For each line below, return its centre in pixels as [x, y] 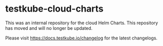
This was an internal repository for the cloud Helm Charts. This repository [82, 23]
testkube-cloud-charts [55, 9]
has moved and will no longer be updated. [49, 28]
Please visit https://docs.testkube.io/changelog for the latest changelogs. [82, 38]
